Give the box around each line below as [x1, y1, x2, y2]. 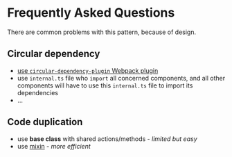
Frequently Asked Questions [7, 5, 175, 21]
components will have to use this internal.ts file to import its [17, 81, 193, 90]
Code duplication [7, 116, 83, 128]
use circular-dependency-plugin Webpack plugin [17, 66, 159, 74]
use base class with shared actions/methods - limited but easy [17, 134, 197, 143]
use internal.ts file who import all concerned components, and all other [17, 74, 226, 82]
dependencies [17, 88, 59, 97]
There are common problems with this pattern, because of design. [7, 28, 196, 36]
